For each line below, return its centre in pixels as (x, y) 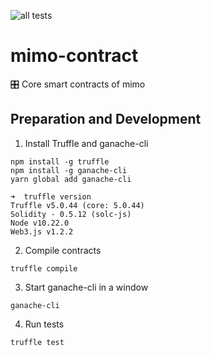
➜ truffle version (51, 196)
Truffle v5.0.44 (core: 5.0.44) (77, 205)
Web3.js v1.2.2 (42, 231)
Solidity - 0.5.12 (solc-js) (71, 214)
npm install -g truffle (60, 161)
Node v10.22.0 (40, 223)
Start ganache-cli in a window (86, 287)
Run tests (44, 324)
